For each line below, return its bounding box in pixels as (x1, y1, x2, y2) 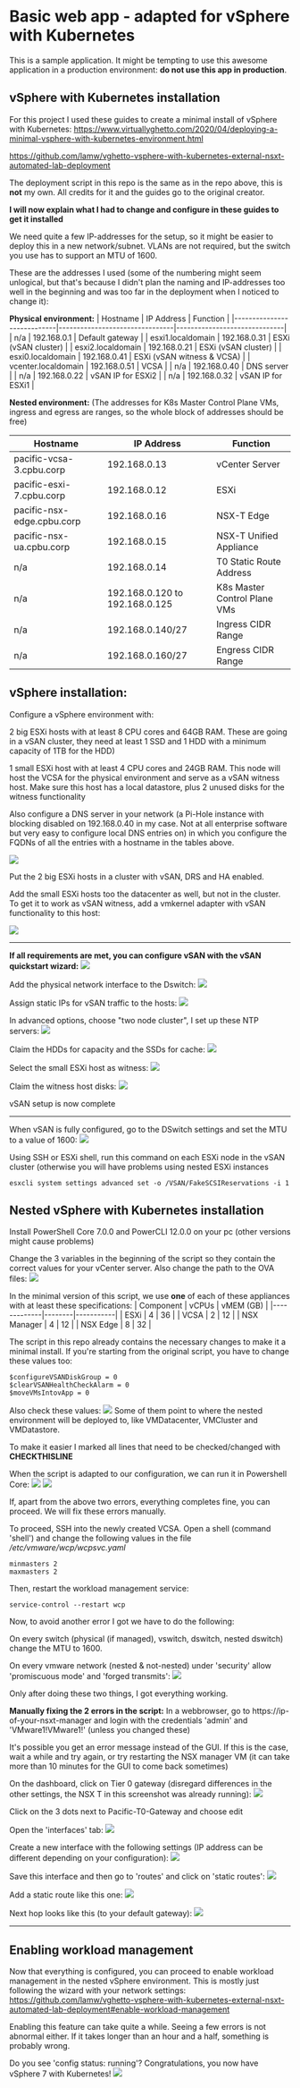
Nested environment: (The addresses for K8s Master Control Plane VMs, (9, 396, 279, 408)
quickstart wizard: (9, 960, 79, 972)
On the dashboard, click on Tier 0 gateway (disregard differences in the (9, 1778, 272, 1789)
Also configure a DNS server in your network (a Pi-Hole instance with (9, 808, 264, 819)
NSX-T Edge (215, 509, 270, 522)
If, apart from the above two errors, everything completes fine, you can (9, 1497, 271, 1507)
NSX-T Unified (215, 530, 279, 542)
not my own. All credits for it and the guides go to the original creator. (9, 186, 265, 198)
